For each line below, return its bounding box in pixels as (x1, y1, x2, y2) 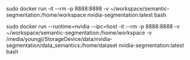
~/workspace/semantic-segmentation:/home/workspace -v (6, 29, 152, 36)
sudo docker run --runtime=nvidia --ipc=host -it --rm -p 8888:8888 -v (6, 23, 180, 30)
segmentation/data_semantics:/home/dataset (6, 42, 117, 49)
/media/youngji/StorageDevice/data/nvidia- (6, 36, 113, 42)
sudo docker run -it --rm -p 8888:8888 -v (6, 5, 109, 12)
